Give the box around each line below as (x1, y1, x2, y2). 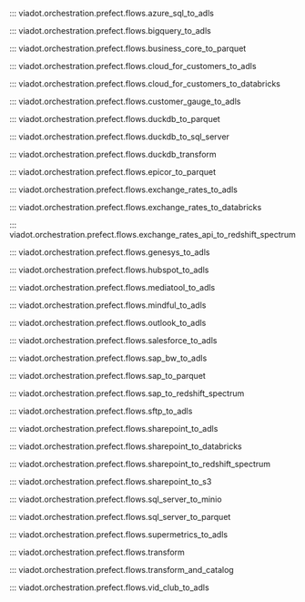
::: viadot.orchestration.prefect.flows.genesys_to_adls (9, 247, 210, 258)
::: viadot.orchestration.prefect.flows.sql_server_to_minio (9, 494, 222, 505)
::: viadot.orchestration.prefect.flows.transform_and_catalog (9, 565, 234, 575)
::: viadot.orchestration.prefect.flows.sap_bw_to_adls (9, 352, 208, 363)
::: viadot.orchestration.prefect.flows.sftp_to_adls (9, 405, 193, 416)
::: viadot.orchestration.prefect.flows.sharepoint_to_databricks (9, 441, 243, 452)
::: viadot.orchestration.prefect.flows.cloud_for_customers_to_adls (9, 61, 257, 71)
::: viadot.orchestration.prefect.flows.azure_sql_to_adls (9, 8, 214, 18)
